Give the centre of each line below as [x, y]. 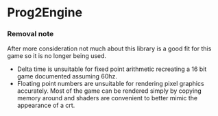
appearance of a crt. [46, 105]
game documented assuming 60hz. [67, 76]
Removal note [31, 34]
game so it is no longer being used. [57, 56]
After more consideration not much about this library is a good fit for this [109, 48]
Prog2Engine [45, 13]
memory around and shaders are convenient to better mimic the [107, 98]
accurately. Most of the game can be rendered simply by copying [109, 91]
